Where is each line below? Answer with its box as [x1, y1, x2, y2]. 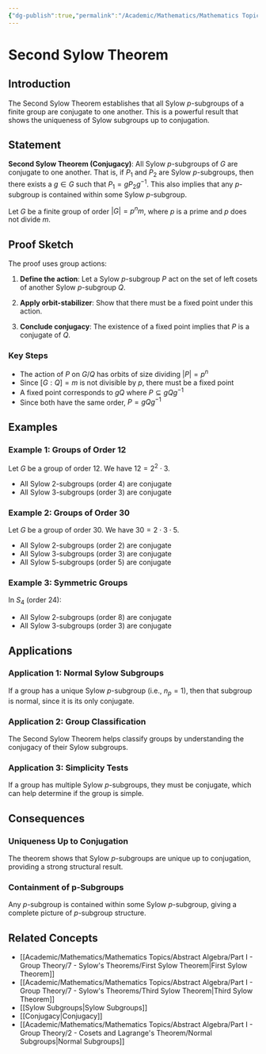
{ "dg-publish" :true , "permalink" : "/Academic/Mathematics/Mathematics [8, 11, 239, 20]
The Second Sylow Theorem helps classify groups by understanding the [8, 733, 244, 743]
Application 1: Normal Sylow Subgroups [8, 667, 165, 679]
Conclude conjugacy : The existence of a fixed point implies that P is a [19, 322, 250, 332]
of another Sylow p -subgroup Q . [19, 283, 126, 292]
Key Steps [8, 350, 49, 361]
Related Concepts [8, 931, 99, 944]
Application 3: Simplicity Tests [8, 762, 129, 773]
